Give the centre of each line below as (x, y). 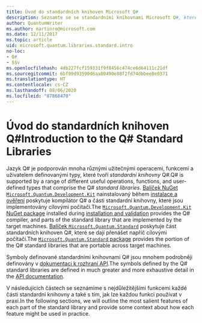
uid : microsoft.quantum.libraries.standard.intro (70, 46)
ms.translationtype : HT (36, 79)
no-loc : (16, 51)
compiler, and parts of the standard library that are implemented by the (94, 219)
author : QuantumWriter (35, 23)
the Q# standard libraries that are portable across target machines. (89, 245)
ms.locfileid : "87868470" (38, 96)
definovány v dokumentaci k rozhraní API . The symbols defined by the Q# (97, 263)
